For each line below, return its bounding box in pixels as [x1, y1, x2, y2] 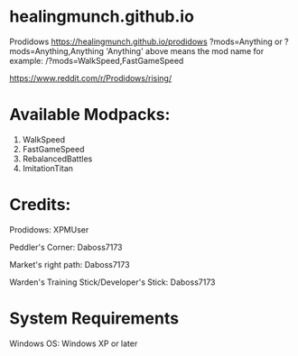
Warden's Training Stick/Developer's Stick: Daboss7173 [9, 277, 216, 288]
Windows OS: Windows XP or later [9, 338, 138, 349]
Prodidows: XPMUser [9, 224, 89, 235]
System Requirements [9, 308, 179, 328]
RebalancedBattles [22, 153, 93, 164]
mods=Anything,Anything [9, 45, 105, 56]
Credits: [9, 195, 71, 215]
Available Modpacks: [9, 105, 171, 125]
